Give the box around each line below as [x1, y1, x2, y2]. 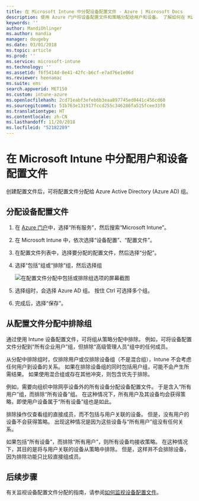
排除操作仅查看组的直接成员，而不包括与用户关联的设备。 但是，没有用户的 [6, 411, 190, 418]
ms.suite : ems [6, 81, 41, 87]
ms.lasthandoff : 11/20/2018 [6, 119, 76, 125]
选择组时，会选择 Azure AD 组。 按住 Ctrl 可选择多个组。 [14, 286, 153, 294]
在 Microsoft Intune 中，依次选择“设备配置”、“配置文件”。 [14, 236, 156, 244]
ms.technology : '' [6, 64, 52, 70]
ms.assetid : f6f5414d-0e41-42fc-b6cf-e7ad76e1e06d [6, 70, 134, 75]
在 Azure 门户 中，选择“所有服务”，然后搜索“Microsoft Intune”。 [14, 223, 170, 231]
